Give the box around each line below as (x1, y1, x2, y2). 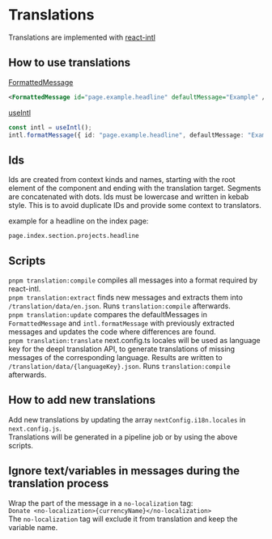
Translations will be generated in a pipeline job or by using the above (8, 431, 238, 442)
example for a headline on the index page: (8, 216, 149, 226)
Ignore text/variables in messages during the (8, 464, 240, 478)
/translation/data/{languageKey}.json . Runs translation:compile (8, 362, 231, 371)
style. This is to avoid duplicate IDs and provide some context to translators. (8, 201, 261, 210)
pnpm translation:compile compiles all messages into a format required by (8, 275, 257, 285)
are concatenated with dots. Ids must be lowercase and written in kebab (8, 192, 249, 202)
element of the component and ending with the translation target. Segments (8, 184, 261, 193)
